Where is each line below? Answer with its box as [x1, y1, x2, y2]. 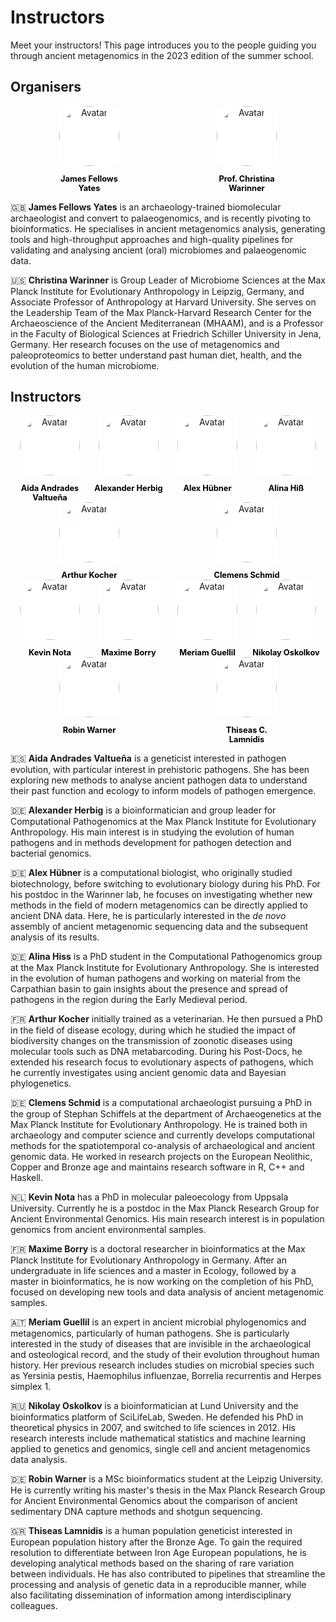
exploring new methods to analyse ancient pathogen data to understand [10, 774, 308, 786]
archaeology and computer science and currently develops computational [10, 1129, 315, 1141]
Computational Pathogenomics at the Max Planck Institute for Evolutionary [10, 815, 317, 827]
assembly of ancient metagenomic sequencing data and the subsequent [10, 920, 308, 932]
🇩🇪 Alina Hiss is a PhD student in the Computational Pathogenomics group [10, 950, 323, 962]
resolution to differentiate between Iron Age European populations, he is [10, 1546, 307, 1558]
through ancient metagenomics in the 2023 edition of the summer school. [10, 49, 314, 61]
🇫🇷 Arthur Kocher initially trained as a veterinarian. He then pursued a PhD [10, 1012, 323, 1025]
